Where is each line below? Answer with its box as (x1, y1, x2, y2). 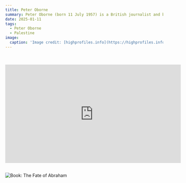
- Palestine (10, 30, 35, 35)
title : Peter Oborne (5, 7, 49, 12)
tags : (5, 21, 17, 26)
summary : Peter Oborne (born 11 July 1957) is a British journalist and (5, 12, 160, 17)
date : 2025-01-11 (5, 16, 42, 21)
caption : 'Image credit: (10, 40, 62, 45)
